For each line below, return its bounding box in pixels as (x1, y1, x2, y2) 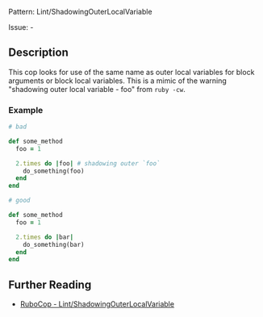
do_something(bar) (23, 240, 85, 248)
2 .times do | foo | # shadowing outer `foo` (15, 159, 161, 168)
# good (8, 197, 31, 205)
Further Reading (8, 277, 92, 291)
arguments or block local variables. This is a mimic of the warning (8, 76, 228, 86)
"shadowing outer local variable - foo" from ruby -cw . (8, 84, 186, 94)
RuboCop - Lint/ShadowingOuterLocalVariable (19, 299, 175, 309)
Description (8, 46, 69, 60)
